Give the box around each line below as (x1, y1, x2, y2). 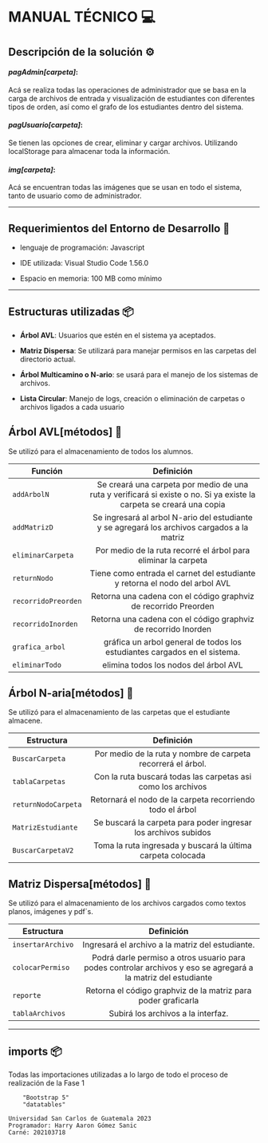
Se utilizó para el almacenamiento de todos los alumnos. (8, 446, 194, 456)
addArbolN (12, 490, 49, 499)
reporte (12, 991, 41, 1000)
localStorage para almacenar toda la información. (8, 146, 171, 156)
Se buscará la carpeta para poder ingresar (93, 817, 253, 828)
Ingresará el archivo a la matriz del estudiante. (82, 940, 255, 951)
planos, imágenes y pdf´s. (8, 907, 93, 916)
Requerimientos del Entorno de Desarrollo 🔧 (8, 222, 230, 235)
